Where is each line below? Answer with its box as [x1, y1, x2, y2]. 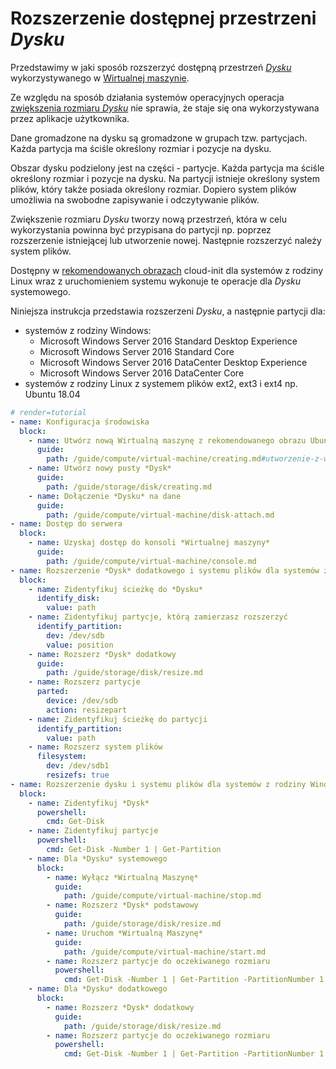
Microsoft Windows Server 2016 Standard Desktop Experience [39, 335, 298, 347]
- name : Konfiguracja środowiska [10, 417, 150, 427]
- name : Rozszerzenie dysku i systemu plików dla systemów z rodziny [10, 779, 307, 789]
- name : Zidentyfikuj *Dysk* [28, 798, 150, 808]
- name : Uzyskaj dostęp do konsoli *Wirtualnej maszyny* [28, 538, 271, 548]
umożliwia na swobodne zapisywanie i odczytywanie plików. [10, 193, 260, 206]
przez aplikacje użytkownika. [10, 112, 130, 124]
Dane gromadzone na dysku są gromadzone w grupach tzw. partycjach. [10, 132, 308, 144]
